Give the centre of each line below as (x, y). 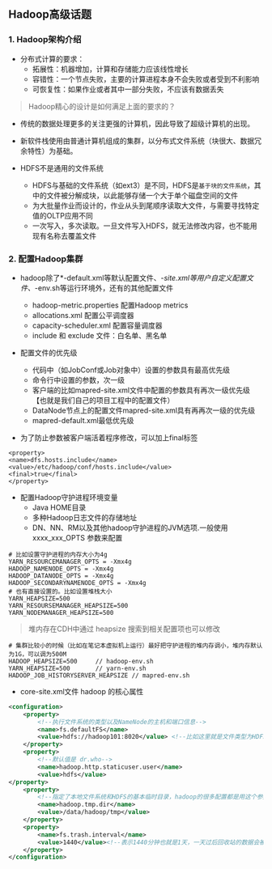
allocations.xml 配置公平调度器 (83, 315)
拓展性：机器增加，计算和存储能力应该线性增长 (110, 69)
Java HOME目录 (59, 507)
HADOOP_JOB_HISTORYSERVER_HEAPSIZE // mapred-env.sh (99, 675)
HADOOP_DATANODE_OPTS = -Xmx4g (61, 576)
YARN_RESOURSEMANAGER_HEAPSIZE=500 (68, 605)
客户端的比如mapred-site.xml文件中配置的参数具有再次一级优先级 (141, 390)
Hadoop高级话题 (50, 15)
